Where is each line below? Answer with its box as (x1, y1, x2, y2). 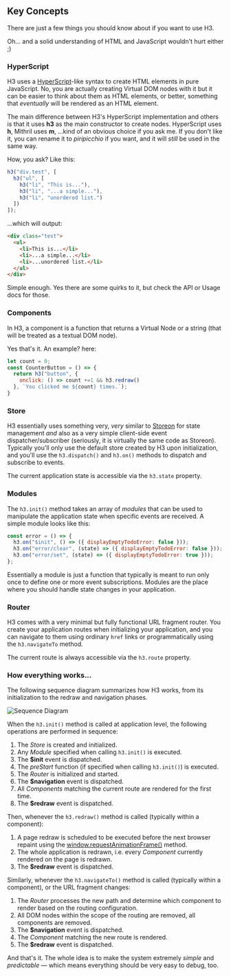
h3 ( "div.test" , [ (7, 169, 57, 176)
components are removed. (16, 919, 92, 927)
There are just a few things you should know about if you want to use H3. (7, 23, 214, 32)
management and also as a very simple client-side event (7, 429, 167, 437)
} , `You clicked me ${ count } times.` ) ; (13, 384, 128, 391)
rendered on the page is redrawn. (16, 855, 112, 864)
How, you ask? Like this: (7, 155, 76, 164)
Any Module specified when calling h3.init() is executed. (16, 748, 182, 756)
